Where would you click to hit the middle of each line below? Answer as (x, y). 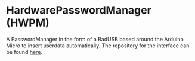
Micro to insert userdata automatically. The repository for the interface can (98, 46)
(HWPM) (28, 23)
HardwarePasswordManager (79, 10)
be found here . (24, 52)
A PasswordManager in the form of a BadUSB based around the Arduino (95, 39)
